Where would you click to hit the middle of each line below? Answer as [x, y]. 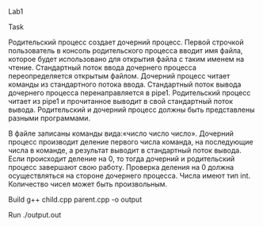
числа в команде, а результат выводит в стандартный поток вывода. [125, 150]
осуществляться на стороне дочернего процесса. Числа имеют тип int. [130, 175]
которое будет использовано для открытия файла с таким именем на [126, 59]
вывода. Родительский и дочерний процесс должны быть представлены [131, 110]
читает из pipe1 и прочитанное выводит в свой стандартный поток [121, 101]
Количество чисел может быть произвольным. [88, 184]
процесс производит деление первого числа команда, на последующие [131, 142]
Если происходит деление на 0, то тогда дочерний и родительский [122, 159]
